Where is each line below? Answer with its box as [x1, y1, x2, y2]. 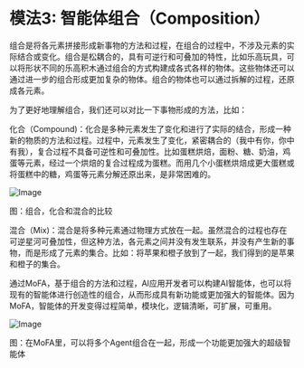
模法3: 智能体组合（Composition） [9, 8, 271, 29]
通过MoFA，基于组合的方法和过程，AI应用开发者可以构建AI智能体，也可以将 [9, 278, 292, 288]
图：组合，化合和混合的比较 [9, 205, 113, 216]
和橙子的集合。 [9, 259, 65, 269]
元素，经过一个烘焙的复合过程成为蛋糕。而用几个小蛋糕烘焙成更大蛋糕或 [24, 157, 295, 168]
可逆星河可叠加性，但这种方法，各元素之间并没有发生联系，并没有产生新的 [9, 236, 287, 247]
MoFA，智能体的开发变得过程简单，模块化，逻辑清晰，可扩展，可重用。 [9, 300, 277, 311]
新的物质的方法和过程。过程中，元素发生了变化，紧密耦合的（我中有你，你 [9, 135, 287, 146]
